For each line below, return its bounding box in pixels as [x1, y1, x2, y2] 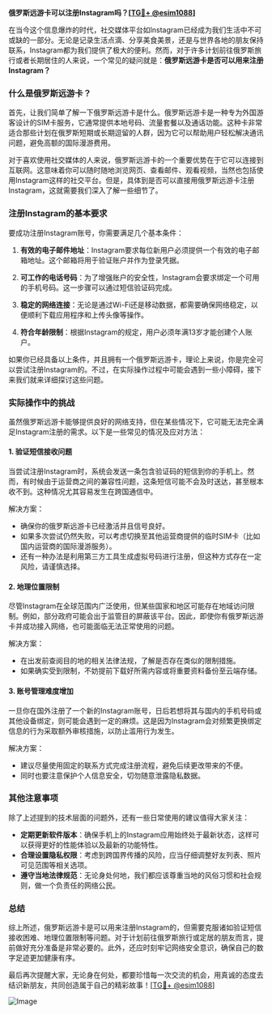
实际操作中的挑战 [8, 397, 75, 408]
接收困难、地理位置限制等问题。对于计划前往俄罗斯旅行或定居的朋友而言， [8, 933, 257, 943]
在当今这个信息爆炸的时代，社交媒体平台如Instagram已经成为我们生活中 [8, 25, 248, 35]
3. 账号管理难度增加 [8, 686, 74, 696]
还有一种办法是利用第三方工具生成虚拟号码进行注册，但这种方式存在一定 [19, 552, 261, 561]
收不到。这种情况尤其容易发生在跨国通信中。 [8, 487, 158, 496]
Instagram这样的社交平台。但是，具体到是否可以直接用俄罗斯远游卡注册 [15, 176, 255, 185]
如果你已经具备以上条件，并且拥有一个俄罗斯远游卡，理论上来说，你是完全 [8, 354, 257, 364]
